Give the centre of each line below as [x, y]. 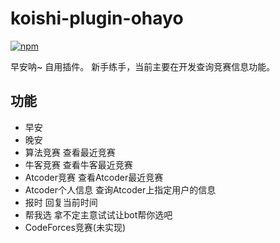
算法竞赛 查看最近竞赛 [70, 152]
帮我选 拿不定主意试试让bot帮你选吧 [98, 214]
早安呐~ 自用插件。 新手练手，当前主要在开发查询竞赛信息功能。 [143, 66]
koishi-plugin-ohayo [97, 18]
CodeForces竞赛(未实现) [75, 227]
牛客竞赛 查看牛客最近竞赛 [78, 164]
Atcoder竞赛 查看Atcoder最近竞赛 [94, 177]
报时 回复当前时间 [61, 202]
